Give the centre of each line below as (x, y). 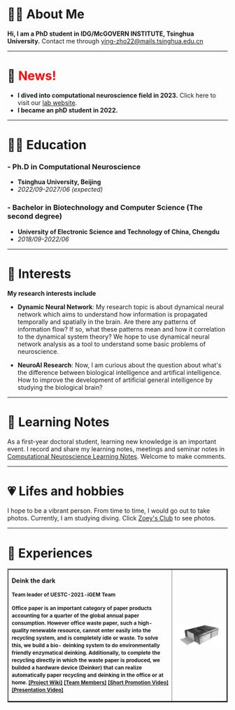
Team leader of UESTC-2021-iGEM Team (64, 595)
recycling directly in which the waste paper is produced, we (86, 660)
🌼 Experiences (50, 553)
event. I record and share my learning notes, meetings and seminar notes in (116, 449)
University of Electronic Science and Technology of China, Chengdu (119, 232)
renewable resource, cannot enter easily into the (91, 631)
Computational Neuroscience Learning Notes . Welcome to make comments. (116, 456)
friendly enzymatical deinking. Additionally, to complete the (86, 653)
